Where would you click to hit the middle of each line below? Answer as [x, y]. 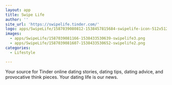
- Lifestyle [23, 52]
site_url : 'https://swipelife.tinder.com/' [52, 24]
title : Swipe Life [25, 15]
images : [14, 34]
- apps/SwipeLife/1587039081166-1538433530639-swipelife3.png [78, 39]
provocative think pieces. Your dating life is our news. [62, 77]
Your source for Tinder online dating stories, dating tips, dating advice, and [84, 71]
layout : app [18, 10]
